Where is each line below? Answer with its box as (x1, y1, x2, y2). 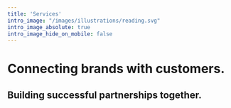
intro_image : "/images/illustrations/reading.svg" (7, 17, 161, 24)
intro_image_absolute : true (7, 23, 91, 31)
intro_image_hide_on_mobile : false (7, 30, 113, 38)
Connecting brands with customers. (7, 61, 225, 77)
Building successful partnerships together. (7, 89, 202, 101)
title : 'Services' (7, 10, 62, 18)
